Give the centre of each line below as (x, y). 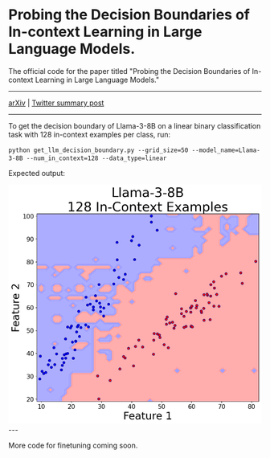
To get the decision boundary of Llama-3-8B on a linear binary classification (135, 125)
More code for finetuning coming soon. (73, 445)
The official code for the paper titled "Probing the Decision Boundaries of (129, 71)
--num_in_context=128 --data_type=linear (96, 158)
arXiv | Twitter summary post (56, 103)
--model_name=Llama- (226, 150)
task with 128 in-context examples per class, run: (90, 134)
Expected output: (37, 173)
